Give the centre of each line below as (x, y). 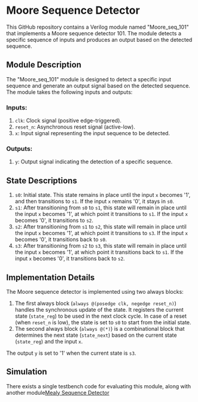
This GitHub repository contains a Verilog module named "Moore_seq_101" (98, 27)
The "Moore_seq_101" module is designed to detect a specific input (89, 79)
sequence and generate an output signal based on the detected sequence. (98, 86)
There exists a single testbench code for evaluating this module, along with (99, 386)
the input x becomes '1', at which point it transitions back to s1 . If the (99, 252)
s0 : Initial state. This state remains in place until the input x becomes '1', (103, 195)
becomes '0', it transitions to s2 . (54, 220)
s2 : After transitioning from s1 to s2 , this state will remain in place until (100, 227)
